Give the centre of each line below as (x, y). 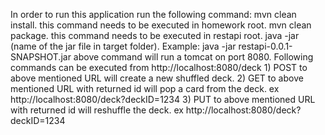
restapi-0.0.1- (265, 46)
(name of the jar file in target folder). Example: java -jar (123, 46)
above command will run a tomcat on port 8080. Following (193, 57)
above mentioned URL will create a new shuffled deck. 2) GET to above (157, 78)
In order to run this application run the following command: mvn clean (153, 14)
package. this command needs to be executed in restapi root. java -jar (155, 35)
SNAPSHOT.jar (41, 57)
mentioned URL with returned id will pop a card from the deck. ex (145, 88)
